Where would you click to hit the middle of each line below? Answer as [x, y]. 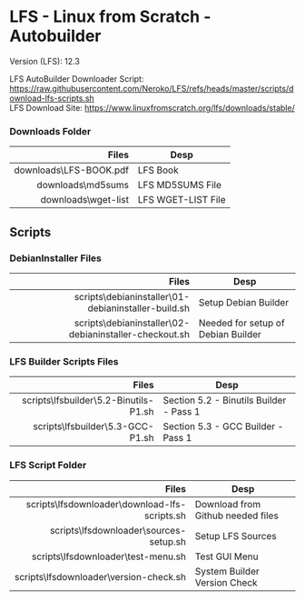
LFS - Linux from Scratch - [110, 17]
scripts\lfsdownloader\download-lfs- [106, 504]
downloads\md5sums [83, 185]
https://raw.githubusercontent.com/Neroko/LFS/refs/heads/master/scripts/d [152, 88]
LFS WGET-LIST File [182, 200]
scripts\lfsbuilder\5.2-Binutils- [88, 400]
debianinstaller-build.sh [139, 308]
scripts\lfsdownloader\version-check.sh [100, 576]
